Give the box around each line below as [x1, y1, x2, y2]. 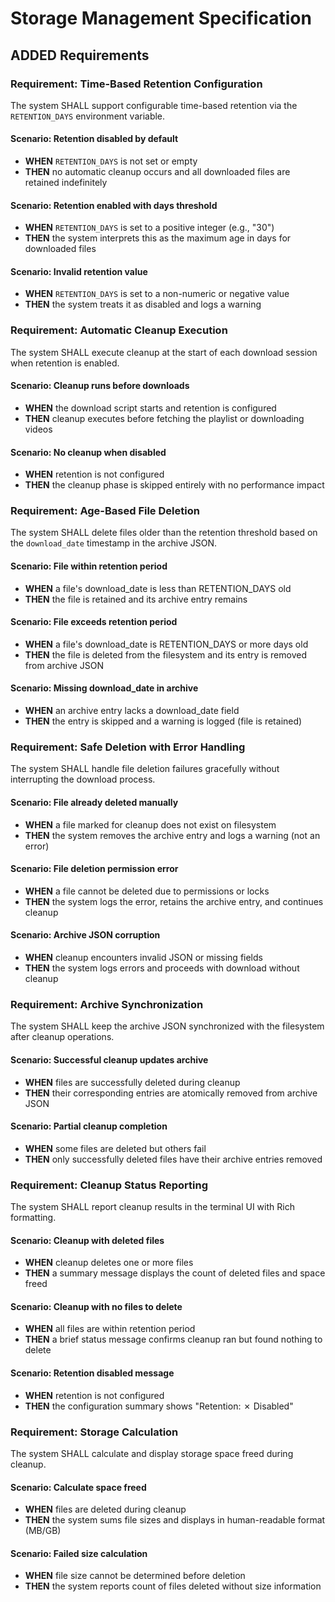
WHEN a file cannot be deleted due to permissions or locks [24, 885, 270, 897]
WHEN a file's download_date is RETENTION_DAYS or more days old [24, 638, 309, 650]
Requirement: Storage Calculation [10, 1425, 179, 1439]
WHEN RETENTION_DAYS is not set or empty [24, 155, 198, 167]
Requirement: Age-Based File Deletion [10, 504, 200, 518]
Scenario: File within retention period [10, 560, 168, 572]
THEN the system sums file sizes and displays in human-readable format [24, 1514, 326, 1526]
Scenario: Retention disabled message [10, 1367, 175, 1379]
